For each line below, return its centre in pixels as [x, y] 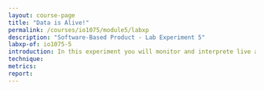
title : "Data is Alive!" [49, 23]
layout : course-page [42, 15]
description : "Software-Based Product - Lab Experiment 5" [107, 37]
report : [21, 74]
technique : [26, 59]
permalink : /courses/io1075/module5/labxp [79, 30]
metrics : [22, 67]
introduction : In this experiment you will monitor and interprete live [130, 52]
